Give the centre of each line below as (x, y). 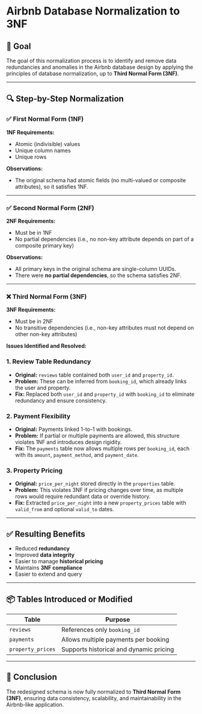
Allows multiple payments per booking (115, 639)
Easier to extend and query (48, 574)
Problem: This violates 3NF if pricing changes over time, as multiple (99, 490)
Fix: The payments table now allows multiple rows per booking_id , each (102, 448)
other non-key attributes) (46, 334)
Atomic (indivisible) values (47, 144)
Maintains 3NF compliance (49, 567)
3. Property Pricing (35, 470)
